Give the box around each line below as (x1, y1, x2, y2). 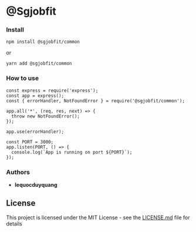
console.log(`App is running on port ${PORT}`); (11, 149, 133, 155)
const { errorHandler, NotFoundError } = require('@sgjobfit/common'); (6, 97, 185, 104)
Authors (6, 168, 31, 176)
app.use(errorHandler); (6, 129, 65, 135)
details (6, 220, 22, 227)
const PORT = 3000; (6, 139, 54, 145)
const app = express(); (6, 93, 65, 99)
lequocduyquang (14, 181, 58, 189)
